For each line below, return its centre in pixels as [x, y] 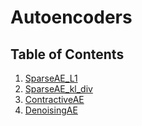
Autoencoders [71, 17]
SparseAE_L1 [51, 78]
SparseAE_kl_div [58, 89]
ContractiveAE [54, 99]
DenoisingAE [51, 110]
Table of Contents [67, 54]
